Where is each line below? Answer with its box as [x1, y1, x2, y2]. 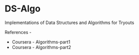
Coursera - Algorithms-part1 [11, 38, 70, 45]
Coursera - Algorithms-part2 [11, 44, 71, 50]
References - [4, 29, 32, 35]
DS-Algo [4, 3, 41, 14]
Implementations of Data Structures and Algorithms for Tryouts [4, 19, 134, 25]
